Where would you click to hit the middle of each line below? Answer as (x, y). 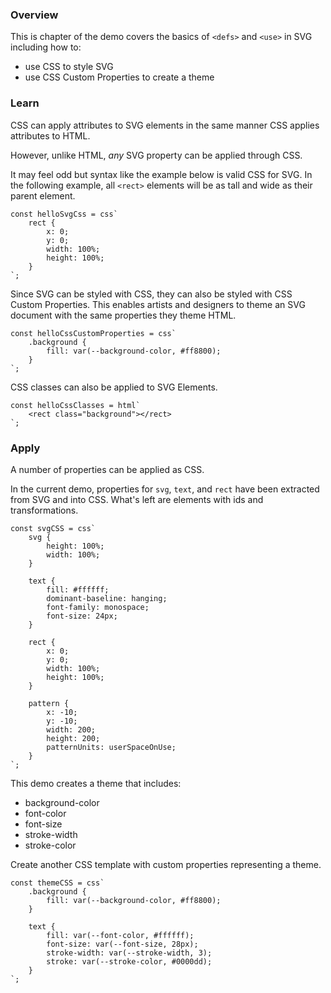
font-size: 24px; (82, 616)
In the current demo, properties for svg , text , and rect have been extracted (165, 489)
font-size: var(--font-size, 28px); (122, 944)
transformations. (44, 510)
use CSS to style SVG (69, 67)
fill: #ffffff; (78, 589)
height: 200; (73, 738)
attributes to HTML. (50, 135)
